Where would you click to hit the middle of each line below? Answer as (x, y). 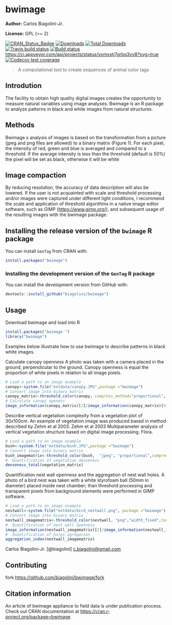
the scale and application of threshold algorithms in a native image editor (82, 204)
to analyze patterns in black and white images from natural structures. (79, 109)
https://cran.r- (95, 611)
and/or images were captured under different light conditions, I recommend (85, 199)
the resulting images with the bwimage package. (57, 215)
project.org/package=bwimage (38, 617)
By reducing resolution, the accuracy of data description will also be (77, 187)
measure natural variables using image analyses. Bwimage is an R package (84, 103)
